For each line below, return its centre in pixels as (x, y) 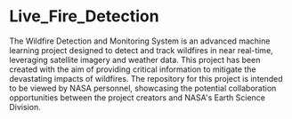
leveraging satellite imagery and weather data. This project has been (135, 59)
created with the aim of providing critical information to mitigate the (133, 69)
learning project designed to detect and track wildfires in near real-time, (141, 50)
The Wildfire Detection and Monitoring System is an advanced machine (140, 41)
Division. (25, 107)
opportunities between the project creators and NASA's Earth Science (137, 97)
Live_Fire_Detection (84, 16)
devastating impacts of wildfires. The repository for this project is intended (146, 78)
